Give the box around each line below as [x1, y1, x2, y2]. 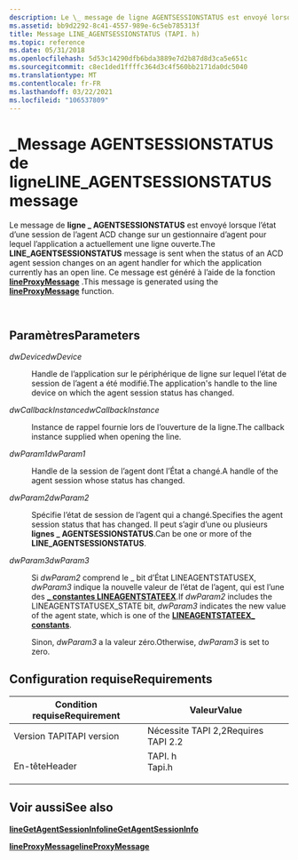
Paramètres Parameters [9, 328, 140, 343]
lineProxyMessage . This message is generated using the [9, 276, 219, 287]
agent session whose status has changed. [31, 475, 185, 485]
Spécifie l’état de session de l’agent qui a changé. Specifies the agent [31, 510, 284, 520]
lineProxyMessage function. [9, 286, 114, 297]
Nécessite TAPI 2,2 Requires [147, 724, 264, 737]
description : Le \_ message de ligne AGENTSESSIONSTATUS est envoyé [9, 12, 268, 22]
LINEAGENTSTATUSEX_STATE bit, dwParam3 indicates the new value [31, 601, 286, 611]
